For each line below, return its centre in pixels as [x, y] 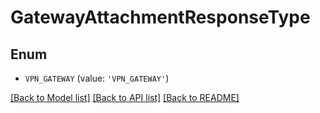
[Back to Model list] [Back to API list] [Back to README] [125, 97]
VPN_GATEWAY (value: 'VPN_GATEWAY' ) [97, 78]
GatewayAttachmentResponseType [160, 17]
